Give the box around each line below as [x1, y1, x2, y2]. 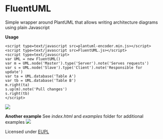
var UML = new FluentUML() [5, 56, 61, 62]
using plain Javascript [5, 24, 50, 30]
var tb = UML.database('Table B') [5, 78, 77, 83]
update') [5, 69, 23, 74]
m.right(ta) [5, 82, 30, 87]
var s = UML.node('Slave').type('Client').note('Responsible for [5, 65, 142, 70]
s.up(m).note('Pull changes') [5, 87, 68, 92]
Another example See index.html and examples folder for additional [5, 113, 144, 119]
